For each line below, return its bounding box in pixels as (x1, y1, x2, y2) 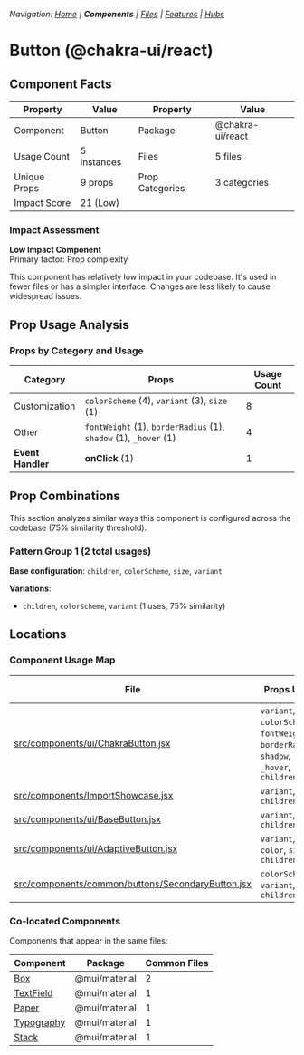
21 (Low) (80, 197, 120, 208)
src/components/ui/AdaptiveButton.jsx (14, 842, 178, 855)
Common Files (145, 957, 209, 970)
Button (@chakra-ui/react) (9, 41, 214, 61)
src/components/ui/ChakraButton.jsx (14, 737, 171, 750)
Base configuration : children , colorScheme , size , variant (9, 566, 223, 576)
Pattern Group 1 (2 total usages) (9, 545, 152, 557)
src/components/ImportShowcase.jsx (14, 789, 174, 801)
